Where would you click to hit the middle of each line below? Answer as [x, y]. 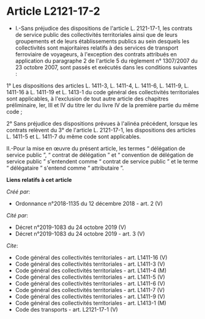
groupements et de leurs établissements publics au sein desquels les [102, 41]
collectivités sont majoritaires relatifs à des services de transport [97, 48]
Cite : [12, 246]
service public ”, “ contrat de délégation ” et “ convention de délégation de [100, 155]
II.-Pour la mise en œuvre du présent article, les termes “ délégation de [96, 148]
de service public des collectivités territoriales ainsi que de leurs [96, 34]
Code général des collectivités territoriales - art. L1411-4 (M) [91, 270]
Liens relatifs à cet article [39, 179]
